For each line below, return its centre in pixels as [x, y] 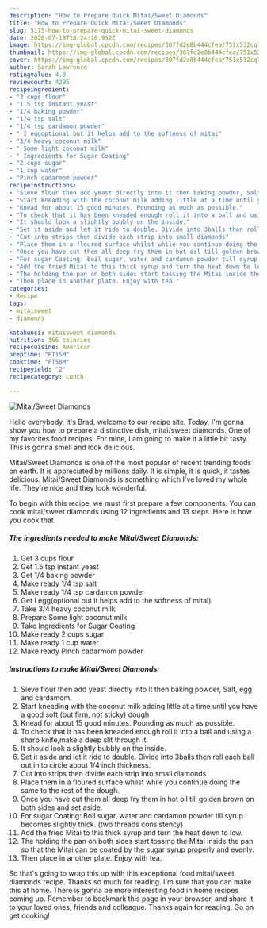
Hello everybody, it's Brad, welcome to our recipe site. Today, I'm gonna [127, 422]
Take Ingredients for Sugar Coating [78, 626]
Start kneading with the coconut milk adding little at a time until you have [139, 706]
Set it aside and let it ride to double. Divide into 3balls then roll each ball [137, 757]
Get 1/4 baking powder [58, 575]
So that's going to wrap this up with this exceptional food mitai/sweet [122, 873]
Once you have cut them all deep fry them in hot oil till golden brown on [137, 799]
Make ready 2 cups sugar [62, 634]
